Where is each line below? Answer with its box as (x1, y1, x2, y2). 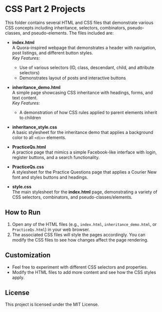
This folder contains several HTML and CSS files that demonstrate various (5, 20, 154, 25)
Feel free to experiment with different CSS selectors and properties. (12, 264, 148, 270)
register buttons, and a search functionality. (12, 154, 100, 160)
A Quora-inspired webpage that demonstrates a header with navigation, (12, 45, 157, 50)
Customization (5, 251, 51, 260)
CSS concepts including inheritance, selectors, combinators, (5, 24, 126, 30)
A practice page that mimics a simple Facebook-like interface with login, (12, 149, 157, 155)
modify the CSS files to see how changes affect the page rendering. (12, 237, 148, 243)
